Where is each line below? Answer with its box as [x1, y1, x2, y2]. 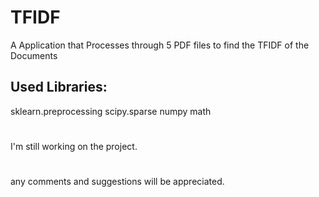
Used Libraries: [10, 79, 108, 96]
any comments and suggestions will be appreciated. [10, 176, 225, 188]
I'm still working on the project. [10, 140, 138, 152]
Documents [10, 49, 58, 61]
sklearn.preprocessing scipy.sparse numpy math [10, 105, 212, 117]
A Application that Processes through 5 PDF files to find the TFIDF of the [10, 39, 310, 51]
